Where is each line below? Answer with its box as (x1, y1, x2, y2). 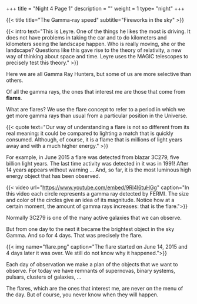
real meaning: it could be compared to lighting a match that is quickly (6, 130, 173, 137)
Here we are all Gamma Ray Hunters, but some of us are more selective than (6, 71, 192, 77)
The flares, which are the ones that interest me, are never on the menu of (6, 285, 183, 292)
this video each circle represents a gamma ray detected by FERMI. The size (6, 190, 189, 197)
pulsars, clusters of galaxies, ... (6, 273, 82, 280)
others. (6, 77, 24, 84)
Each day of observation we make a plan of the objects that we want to (6, 261, 178, 267)
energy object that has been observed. (6, 173, 101, 179)
